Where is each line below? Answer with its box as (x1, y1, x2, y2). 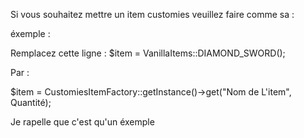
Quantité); (10, 97, 52, 108)
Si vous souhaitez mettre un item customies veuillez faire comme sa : (10, 9, 295, 20)
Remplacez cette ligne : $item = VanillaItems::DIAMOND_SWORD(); (10, 47, 286, 59)
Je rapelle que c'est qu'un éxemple (10, 116, 155, 128)
